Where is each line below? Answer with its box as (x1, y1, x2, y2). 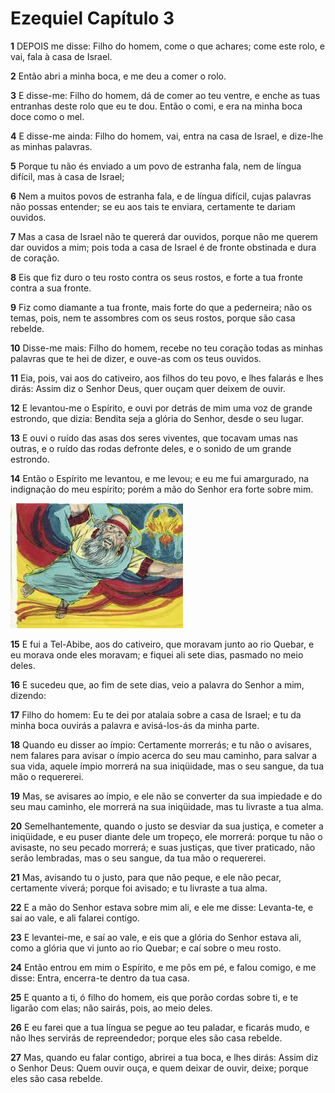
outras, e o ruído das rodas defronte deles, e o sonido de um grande (10, 442, 292, 454)
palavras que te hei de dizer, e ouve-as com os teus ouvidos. (10, 352, 262, 364)
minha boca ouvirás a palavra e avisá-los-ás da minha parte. (10, 719, 260, 731)
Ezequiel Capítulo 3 (10, 7, 175, 30)
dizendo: (10, 689, 47, 701)
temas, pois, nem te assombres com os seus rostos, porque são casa (10, 312, 296, 324)
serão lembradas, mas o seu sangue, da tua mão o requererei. (10, 852, 267, 864)
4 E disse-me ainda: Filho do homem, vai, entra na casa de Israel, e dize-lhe (10, 130, 324, 142)
